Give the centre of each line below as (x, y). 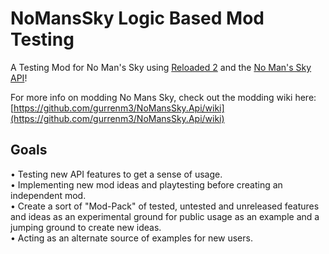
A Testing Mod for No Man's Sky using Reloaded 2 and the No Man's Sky (161, 67)
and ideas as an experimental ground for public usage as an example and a (165, 216)
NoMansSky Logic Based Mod (137, 18)
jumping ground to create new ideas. (86, 227)
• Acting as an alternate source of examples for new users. (131, 238)
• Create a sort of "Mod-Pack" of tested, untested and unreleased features (165, 206)
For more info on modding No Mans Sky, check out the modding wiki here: (163, 97)
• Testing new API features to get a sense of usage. (116, 174)
